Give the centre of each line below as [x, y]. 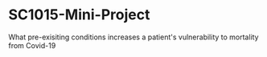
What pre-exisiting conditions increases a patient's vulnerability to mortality [133, 37]
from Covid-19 [32, 45]
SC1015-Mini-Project [79, 15]
